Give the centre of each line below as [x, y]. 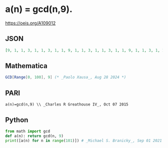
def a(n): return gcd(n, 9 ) [34, 136]
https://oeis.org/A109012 [30, 23]
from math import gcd [28, 131]
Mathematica [26, 66]
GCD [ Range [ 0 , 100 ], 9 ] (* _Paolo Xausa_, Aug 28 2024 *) [66, 77]
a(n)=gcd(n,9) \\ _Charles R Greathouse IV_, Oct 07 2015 [67, 104]
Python [17, 120]
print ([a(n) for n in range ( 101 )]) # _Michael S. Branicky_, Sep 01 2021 [84, 140]
